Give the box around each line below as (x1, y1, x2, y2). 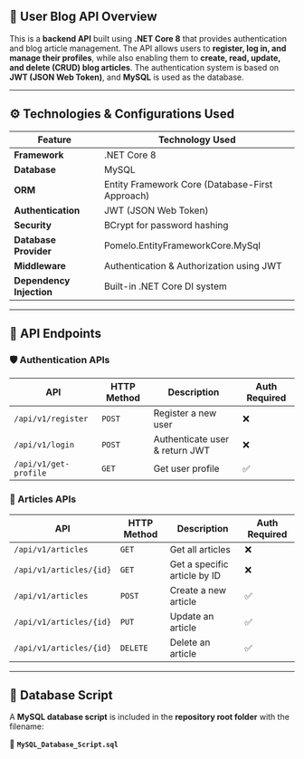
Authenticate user (153, 433, 229, 446)
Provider (14, 245, 52, 257)
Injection (14, 285, 52, 298)
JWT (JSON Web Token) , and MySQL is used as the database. (9, 72, 244, 82)
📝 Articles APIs (9, 493, 77, 505)
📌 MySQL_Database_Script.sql (9, 739, 119, 750)
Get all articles (169, 543, 231, 555)
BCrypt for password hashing (103, 218, 229, 231)
